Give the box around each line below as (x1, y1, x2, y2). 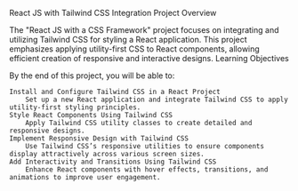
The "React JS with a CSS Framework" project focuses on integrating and (9, 25, 279, 35)
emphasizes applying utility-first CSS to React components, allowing (9, 44, 260, 54)
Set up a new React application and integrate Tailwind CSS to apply (25, 95, 289, 104)
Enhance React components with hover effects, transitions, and (25, 165, 269, 174)
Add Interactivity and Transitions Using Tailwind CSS (9, 157, 217, 166)
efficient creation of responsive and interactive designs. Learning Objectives (9, 53, 289, 63)
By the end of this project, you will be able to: (9, 70, 175, 81)
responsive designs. (9, 126, 86, 135)
